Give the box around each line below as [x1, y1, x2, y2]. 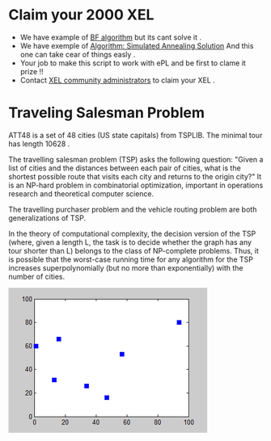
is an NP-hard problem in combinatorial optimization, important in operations [8, 180, 264, 190]
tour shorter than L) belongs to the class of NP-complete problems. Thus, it [8, 246, 259, 255]
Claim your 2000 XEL [8, 6, 155, 24]
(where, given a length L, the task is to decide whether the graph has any [8, 237, 252, 247]
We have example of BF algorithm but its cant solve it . [19, 32, 202, 42]
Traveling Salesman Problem [8, 103, 205, 122]
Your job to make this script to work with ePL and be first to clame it [19, 58, 247, 68]
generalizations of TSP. [8, 212, 87, 223]
